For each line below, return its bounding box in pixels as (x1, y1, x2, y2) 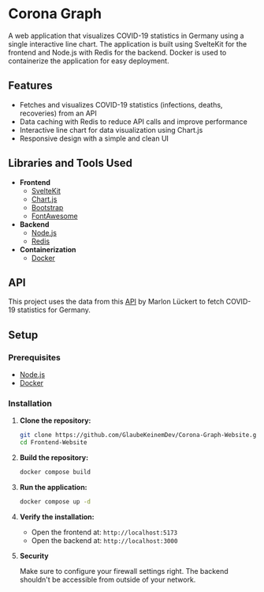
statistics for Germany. (17, 305, 91, 315)
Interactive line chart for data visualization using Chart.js (19, 125, 203, 134)
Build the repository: (19, 453, 89, 462)
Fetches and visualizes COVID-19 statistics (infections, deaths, (19, 100, 223, 109)
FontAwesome (31, 211, 78, 221)
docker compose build (19, 468, 91, 477)
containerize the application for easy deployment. (8, 56, 169, 66)
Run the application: (19, 482, 88, 492)
